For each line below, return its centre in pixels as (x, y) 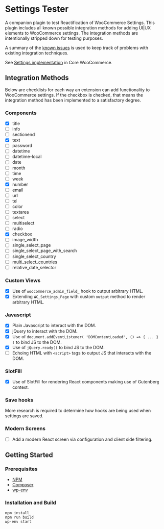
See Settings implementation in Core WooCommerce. (59, 62)
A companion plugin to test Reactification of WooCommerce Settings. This (80, 23)
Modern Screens (25, 428)
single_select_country (34, 256)
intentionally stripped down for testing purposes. (54, 38)
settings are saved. (24, 416)
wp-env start (18, 521)
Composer (23, 485)
